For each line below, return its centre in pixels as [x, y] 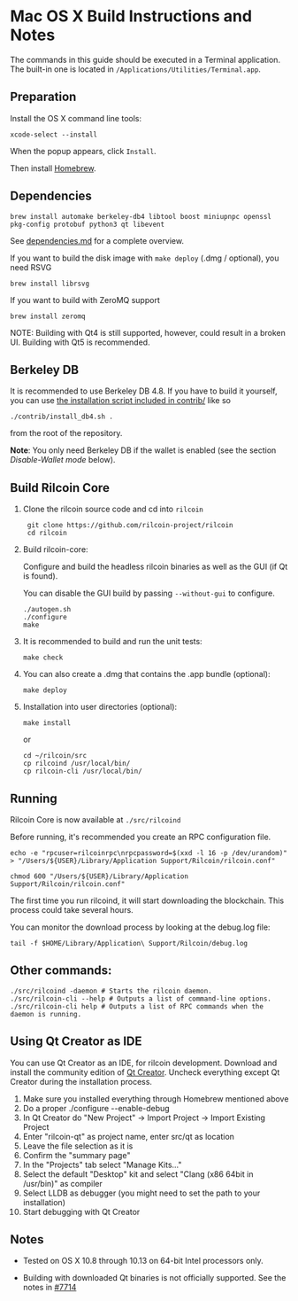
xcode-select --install [54, 135]
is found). [40, 576]
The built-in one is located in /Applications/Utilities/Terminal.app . [136, 69]
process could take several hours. [72, 910]
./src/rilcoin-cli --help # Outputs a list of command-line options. [141, 999]
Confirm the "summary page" [76, 1155]
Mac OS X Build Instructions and [131, 16]
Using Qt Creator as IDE [76, 1042]
